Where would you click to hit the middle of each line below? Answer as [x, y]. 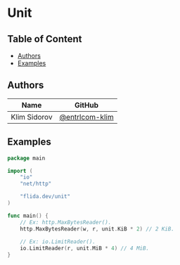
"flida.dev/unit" [45, 197]
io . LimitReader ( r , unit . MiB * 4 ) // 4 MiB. [85, 248]
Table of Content [45, 39]
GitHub [86, 105]
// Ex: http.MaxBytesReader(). [66, 222]
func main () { [28, 216]
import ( [20, 171]
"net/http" [36, 184]
